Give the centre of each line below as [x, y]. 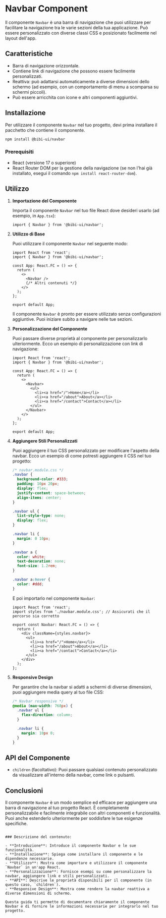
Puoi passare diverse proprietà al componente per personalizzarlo [80, 338]
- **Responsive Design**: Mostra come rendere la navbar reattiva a [77, 889]
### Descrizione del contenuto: [38, 837]
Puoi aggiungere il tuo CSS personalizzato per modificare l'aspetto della [86, 450]
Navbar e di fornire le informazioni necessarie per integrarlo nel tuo [82, 907]
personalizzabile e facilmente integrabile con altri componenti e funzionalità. [83, 813]
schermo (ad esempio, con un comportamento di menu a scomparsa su [85, 87]
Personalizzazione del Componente [50, 329]
